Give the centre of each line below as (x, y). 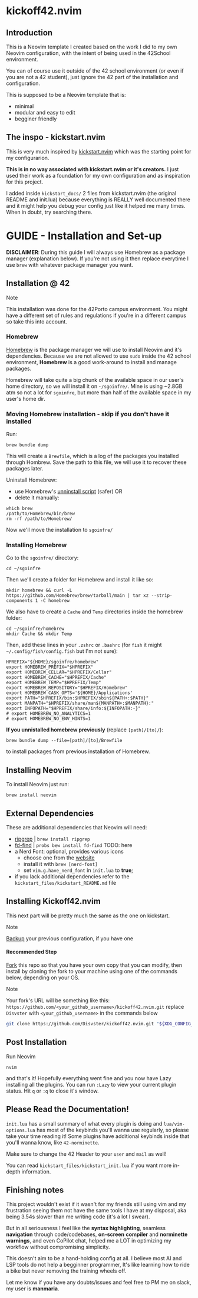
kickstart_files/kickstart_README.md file (65, 883)
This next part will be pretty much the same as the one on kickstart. (88, 916)
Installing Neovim (39, 770)
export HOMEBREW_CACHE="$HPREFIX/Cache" (57, 678)
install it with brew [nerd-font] (60, 864)
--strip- (162, 596)
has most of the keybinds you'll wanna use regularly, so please (113, 1130)
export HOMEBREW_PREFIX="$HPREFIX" (50, 667)
